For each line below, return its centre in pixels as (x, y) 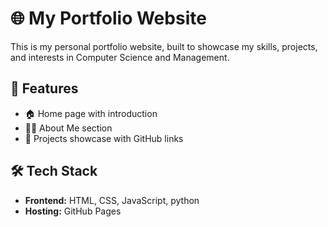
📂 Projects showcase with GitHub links (104, 138)
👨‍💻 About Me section (68, 128)
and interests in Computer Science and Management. (120, 57)
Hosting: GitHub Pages (73, 211)
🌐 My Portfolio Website (108, 18)
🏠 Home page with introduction (91, 113)
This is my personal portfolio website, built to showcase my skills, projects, (164, 46)
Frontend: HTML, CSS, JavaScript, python (112, 200)
